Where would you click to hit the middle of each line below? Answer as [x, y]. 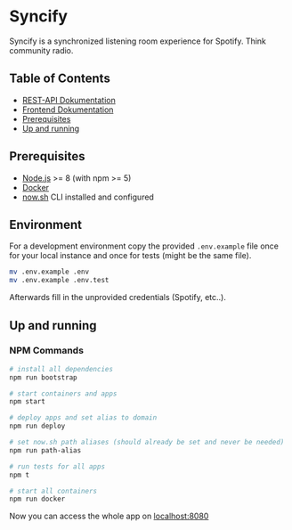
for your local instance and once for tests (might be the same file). [130, 256]
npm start [28, 402]
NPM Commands [47, 351]
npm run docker [37, 499]
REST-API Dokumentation [69, 100]
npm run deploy [37, 426]
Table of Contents [60, 79]
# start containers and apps [63, 394]
